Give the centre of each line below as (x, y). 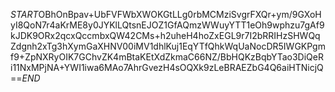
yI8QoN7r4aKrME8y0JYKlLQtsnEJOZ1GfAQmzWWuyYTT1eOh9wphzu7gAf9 (167, 25)
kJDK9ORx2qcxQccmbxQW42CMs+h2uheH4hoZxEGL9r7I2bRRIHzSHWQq (165, 35)
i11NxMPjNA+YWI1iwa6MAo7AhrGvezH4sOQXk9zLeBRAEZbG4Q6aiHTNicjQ (167, 67)
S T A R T (24, 14)
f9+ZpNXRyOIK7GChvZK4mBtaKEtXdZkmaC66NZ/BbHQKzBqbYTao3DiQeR (167, 57)
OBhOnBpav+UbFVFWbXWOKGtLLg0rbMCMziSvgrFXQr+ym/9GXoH (180, 14)
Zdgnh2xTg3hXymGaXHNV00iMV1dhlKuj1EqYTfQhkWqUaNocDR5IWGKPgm (168, 46)
